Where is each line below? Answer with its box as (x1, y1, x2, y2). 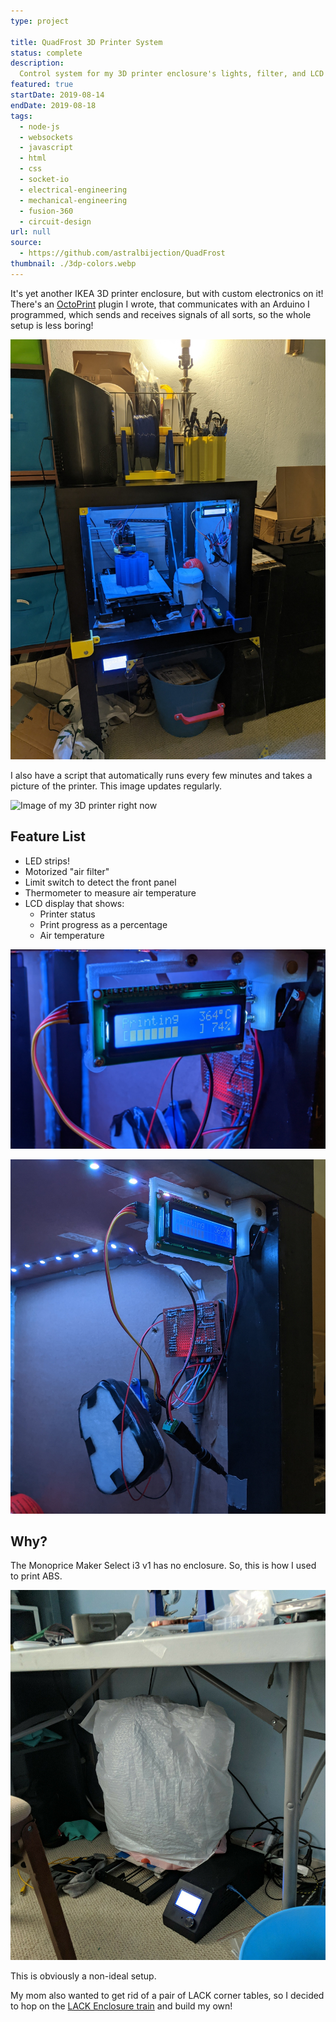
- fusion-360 (19, 206, 74, 216)
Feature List (10, 828, 86, 845)
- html (19, 153, 47, 164)
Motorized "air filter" (24, 865, 110, 877)
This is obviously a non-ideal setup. (10, 1970, 157, 1982)
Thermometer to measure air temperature (24, 886, 197, 899)
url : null (10, 227, 52, 237)
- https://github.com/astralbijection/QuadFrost (19, 248, 226, 259)
